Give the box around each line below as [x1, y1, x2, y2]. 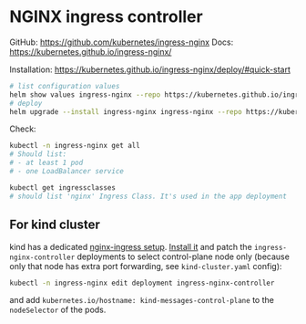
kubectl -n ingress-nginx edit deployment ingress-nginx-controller [9, 278, 275, 287]
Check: [9, 123, 36, 134]
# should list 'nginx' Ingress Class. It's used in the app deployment [9, 192, 287, 201]
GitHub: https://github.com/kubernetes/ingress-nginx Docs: [9, 37, 234, 47]
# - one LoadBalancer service [9, 167, 125, 176]
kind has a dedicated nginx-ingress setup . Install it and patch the [9, 241, 252, 252]
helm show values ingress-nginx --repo [9, 89, 161, 99]
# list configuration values [9, 81, 120, 90]
